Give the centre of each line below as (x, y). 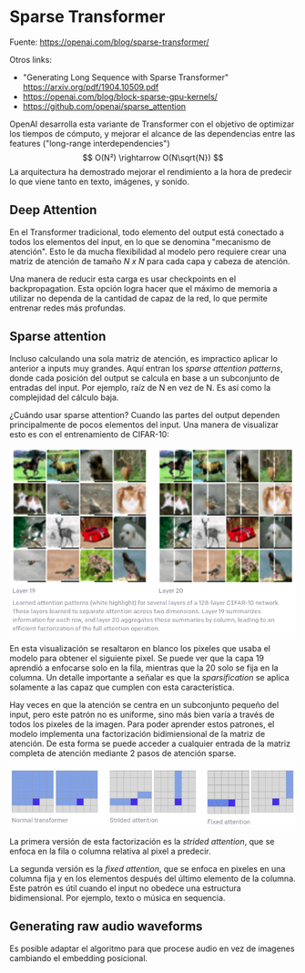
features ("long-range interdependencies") (90, 143)
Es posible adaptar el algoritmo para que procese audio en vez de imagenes (152, 948)
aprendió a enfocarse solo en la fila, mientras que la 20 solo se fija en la (144, 668)
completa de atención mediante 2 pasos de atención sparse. (123, 753)
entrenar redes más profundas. (67, 308)
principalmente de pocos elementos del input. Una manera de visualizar (144, 425)
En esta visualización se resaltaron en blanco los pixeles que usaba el (140, 649)
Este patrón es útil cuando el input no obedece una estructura (125, 888)
